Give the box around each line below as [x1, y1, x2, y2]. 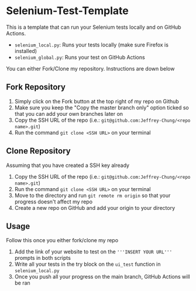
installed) [14, 47, 37, 54]
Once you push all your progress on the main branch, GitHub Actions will [14, 273, 190, 280]
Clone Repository [6, 146, 71, 156]
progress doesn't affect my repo [14, 198, 92, 205]
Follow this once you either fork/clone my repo [6, 237, 119, 244]
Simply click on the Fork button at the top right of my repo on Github [14, 98, 180, 105]
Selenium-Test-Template [6, 4, 129, 18]
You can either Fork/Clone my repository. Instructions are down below [6, 65, 175, 72]
